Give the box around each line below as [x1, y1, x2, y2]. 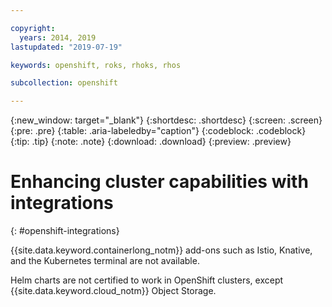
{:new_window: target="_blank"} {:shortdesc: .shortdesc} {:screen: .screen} [10, 114, 323, 126]
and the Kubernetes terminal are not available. [10, 255, 200, 267]
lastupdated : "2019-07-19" [10, 42, 123, 52]
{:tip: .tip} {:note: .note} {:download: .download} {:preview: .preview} [10, 136, 292, 148]
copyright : [10, 23, 56, 33]
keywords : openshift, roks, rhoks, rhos [10, 60, 182, 70]
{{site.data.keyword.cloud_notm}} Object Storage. [10, 285, 217, 297]
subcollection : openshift [10, 78, 118, 88]
